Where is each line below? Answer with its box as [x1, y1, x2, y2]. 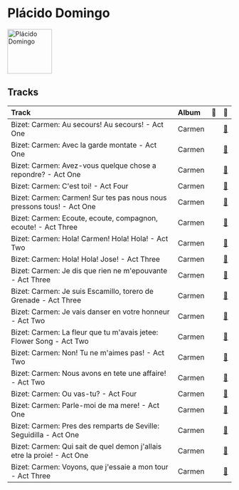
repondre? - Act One [11, 169, 81, 179]
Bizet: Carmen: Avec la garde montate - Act [11, 140, 157, 150]
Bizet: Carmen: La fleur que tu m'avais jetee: [11, 327, 159, 337]
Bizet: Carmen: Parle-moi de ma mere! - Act [11, 400, 160, 410]
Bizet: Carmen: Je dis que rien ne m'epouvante [11, 265, 168, 275]
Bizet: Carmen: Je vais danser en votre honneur [11, 307, 170, 317]
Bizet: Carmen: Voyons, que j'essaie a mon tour [11, 461, 169, 471]
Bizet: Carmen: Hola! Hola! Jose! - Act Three [11, 254, 160, 264]
